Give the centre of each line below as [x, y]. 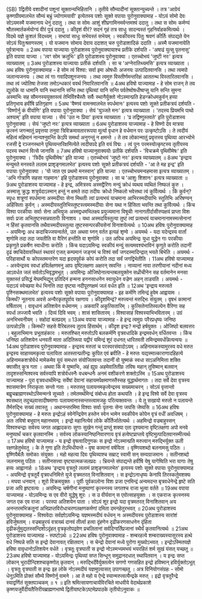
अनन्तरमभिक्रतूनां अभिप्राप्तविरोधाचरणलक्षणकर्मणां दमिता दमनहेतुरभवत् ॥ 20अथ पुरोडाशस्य [91, 508]
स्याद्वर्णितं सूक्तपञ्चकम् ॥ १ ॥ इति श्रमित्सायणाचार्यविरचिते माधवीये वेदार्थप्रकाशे [79, 583]
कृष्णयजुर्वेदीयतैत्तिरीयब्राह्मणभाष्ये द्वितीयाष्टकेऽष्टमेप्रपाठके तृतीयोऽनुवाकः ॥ [73, 589]
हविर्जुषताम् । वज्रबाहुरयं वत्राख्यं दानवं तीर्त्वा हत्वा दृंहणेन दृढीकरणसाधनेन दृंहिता [79, 522]
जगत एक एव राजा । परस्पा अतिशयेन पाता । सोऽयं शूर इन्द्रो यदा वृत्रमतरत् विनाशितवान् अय [91, 502]
